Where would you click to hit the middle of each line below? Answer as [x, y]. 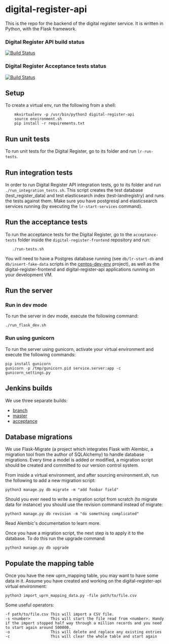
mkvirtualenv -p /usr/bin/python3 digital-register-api [75, 115]
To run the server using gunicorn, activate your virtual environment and [79, 349]
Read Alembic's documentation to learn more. [53, 523]
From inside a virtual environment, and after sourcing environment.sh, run [82, 475]
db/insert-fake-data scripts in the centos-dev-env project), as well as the [82, 264]
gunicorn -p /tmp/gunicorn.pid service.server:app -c [63, 368]
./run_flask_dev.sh [26, 326]
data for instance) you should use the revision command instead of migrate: [84, 505]
